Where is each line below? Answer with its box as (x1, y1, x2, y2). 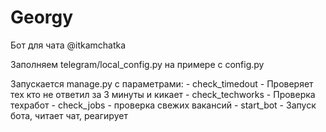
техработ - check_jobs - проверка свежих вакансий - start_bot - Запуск (10, 99, 317, 111)
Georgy (10, 6, 74, 29)
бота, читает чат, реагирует (10, 109, 128, 121)
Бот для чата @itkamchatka (10, 39, 127, 51)
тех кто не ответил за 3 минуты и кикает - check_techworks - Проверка (10, 88, 316, 100)
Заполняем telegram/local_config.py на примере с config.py (10, 58, 265, 70)
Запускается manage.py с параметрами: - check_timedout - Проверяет (10, 77, 314, 90)
